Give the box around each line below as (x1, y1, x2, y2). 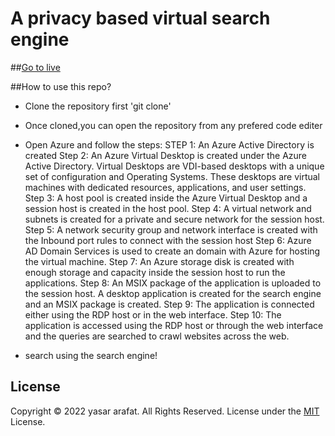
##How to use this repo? (10, 80, 112, 92)
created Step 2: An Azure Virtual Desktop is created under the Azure (24, 149, 308, 161)
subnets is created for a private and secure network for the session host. (24, 213, 325, 225)
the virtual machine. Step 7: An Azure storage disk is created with (24, 255, 295, 267)
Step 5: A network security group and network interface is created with (24, 223, 318, 236)
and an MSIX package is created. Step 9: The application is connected (24, 298, 315, 310)
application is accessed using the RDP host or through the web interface (24, 319, 324, 331)
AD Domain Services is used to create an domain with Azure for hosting (24, 245, 321, 257)
